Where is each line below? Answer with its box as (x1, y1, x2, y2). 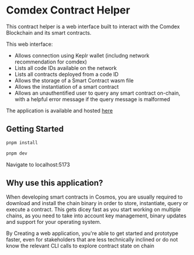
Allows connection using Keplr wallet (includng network (14, 52, 150, 59)
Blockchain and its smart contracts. (6, 29, 92, 36)
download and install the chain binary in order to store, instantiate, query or (6, 200, 189, 207)
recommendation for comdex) (14, 58, 87, 65)
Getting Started (6, 124, 64, 134)
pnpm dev (6, 150, 28, 156)
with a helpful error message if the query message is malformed (14, 95, 170, 103)
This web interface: (6, 41, 53, 48)
